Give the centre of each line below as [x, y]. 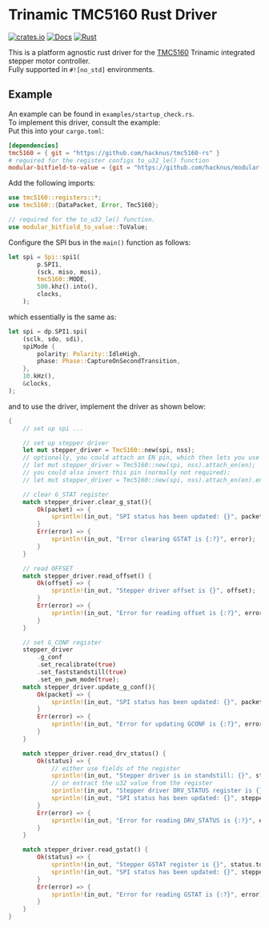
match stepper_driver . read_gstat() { [86, 850]
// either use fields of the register [116, 768]
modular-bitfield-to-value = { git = [69, 168]
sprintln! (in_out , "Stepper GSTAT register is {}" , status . [153, 865]
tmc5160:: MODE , [62, 279]
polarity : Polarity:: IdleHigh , [89, 354]
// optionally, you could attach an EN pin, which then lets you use [141, 458]
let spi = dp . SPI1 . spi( [48, 331]
